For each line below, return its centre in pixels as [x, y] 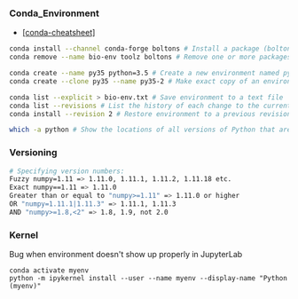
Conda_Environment [54, 13]
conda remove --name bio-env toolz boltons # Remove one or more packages [150, 57]
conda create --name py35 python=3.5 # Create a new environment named [144, 74]
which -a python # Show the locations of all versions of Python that [142, 130]
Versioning [33, 153]
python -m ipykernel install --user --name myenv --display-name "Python [149, 279]
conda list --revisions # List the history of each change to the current [150, 106]
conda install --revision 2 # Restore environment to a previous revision [150, 114]
